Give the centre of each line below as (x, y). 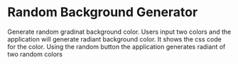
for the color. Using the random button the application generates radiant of (117, 46)
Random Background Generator (103, 12)
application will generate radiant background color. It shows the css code (114, 39)
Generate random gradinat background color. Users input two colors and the (119, 32)
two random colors (35, 54)
